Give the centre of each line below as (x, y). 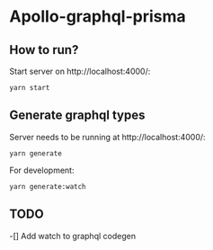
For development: (42, 170)
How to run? (44, 50)
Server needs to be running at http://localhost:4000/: (107, 137)
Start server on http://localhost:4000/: (80, 71)
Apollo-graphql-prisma (98, 17)
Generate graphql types (77, 116)
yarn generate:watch (48, 186)
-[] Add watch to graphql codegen (73, 236)
